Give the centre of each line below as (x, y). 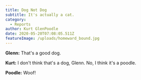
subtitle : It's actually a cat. (40, 15)
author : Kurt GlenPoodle (32, 29)
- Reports (20, 24)
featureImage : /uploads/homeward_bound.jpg (53, 39)
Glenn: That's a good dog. (33, 53)
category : (16, 19)
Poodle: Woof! (21, 72)
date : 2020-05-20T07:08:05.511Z (40, 34)
